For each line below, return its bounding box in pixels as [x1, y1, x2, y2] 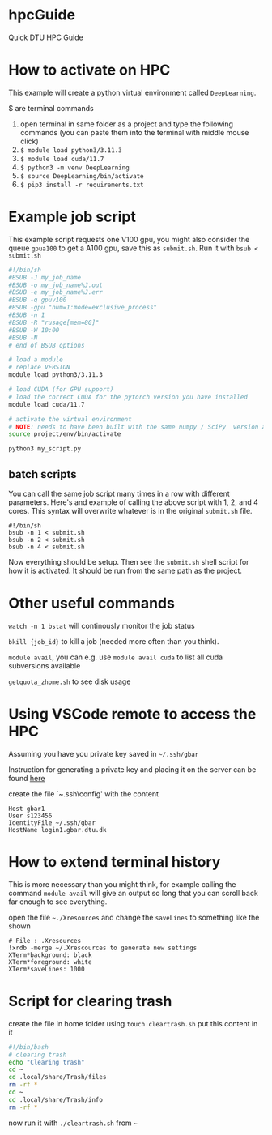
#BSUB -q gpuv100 [8, 296, 67, 305]
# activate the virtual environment [8, 415, 132, 423]
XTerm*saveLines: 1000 [8, 965, 85, 973]
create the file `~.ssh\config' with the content [8, 788, 159, 799]
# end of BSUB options [8, 341, 85, 349]
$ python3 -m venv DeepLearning [19, 164, 130, 172]
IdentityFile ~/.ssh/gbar [8, 818, 96, 827]
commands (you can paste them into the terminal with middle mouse [19, 127, 249, 137]
